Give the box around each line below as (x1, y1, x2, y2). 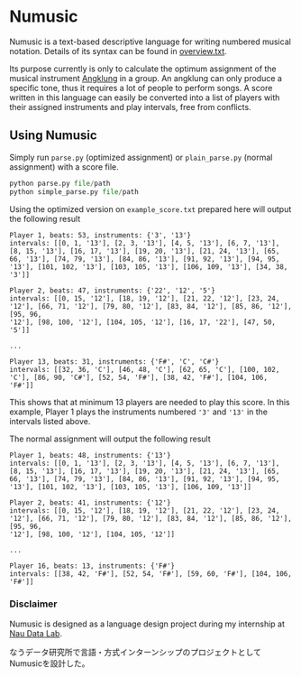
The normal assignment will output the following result (9, 433, 212, 444)
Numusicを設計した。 (9, 657, 90, 669)
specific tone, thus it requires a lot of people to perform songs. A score (9, 82, 273, 93)
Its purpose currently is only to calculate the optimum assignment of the (9, 63, 277, 74)
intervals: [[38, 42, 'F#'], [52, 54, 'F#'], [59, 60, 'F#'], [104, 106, (9, 569, 293, 579)
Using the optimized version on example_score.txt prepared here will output (9, 203, 292, 214)
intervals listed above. (9, 415, 91, 426)
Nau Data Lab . (9, 627, 63, 638)
